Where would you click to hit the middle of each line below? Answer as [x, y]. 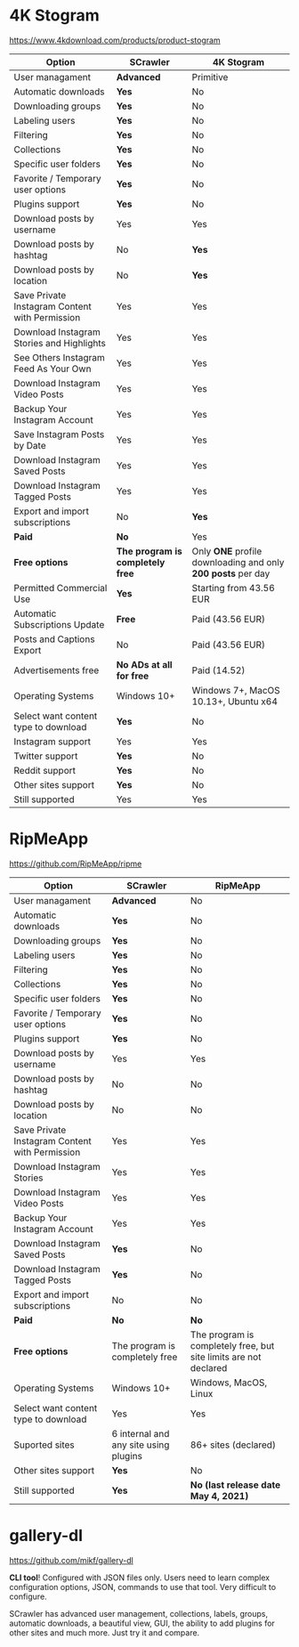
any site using [141, 1445]
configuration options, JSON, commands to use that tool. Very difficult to [143, 1586]
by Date [30, 445]
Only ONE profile [227, 551]
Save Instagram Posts [59, 434]
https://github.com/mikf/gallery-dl [71, 1560]
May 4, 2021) [219, 1496]
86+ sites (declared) [233, 1445]
